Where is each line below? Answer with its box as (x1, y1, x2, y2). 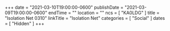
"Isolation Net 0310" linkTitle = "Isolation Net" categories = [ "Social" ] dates (5, 15, 165, 21)
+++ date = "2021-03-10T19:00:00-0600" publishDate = (5, 5, 124, 10)
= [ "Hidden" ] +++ (5, 20, 44, 26)
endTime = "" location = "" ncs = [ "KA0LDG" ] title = (48, 10, 160, 16)
